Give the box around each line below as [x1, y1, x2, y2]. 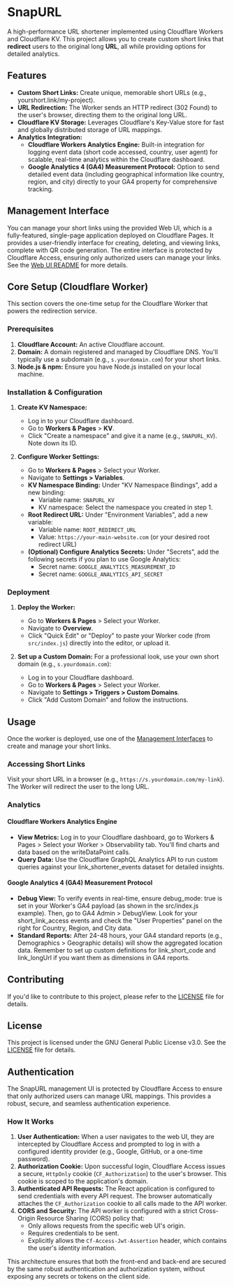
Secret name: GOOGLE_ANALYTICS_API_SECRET [38, 570, 163, 578]
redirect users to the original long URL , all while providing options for [7, 42, 206, 50]
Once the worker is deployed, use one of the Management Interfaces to [7, 735, 213, 743]
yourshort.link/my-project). [17, 96, 96, 104]
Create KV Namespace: [17, 403, 87, 411]
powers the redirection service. [7, 307, 98, 315]
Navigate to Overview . [27, 624, 94, 633]
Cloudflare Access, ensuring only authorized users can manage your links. [7, 253, 222, 262]
